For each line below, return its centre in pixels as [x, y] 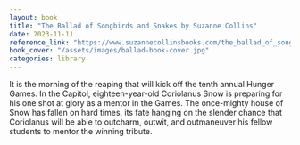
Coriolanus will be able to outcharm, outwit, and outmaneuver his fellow [141, 122]
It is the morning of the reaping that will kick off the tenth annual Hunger [142, 84]
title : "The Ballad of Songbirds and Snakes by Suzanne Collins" [133, 26]
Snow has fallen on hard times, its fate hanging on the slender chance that [146, 113]
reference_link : [39, 42]
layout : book [33, 17]
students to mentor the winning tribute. [81, 131]
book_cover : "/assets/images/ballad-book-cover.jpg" [109, 51]
